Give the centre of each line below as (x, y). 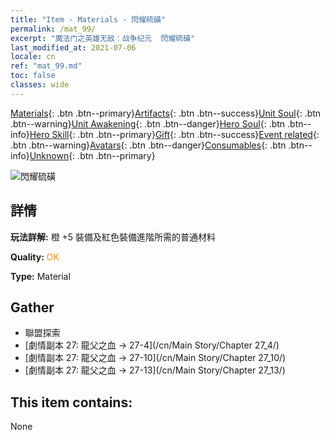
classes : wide (40, 85)
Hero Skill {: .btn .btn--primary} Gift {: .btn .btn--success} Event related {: (174, 134)
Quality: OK (35, 257)
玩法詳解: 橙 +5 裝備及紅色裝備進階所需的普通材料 (113, 237)
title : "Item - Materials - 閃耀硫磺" (88, 19)
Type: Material (40, 276)
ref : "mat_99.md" (46, 66)
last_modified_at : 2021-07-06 (73, 47)
